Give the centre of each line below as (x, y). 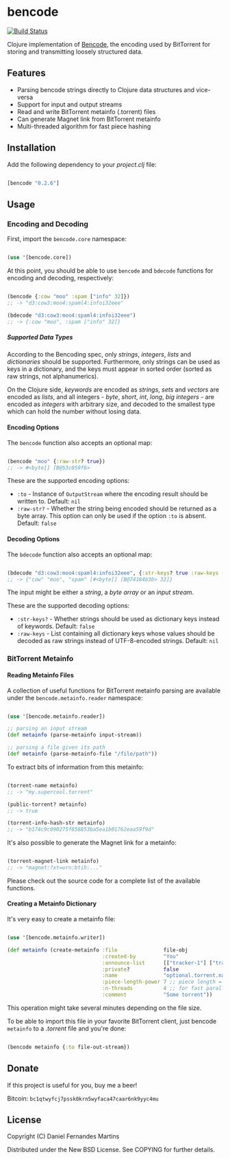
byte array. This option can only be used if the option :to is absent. (112, 516)
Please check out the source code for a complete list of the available (104, 881)
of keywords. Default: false (56, 627)
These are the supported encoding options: (68, 481)
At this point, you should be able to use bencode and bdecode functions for (110, 271)
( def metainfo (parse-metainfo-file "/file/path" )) (82, 754)
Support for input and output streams (69, 104)
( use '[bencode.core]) (39, 258)
